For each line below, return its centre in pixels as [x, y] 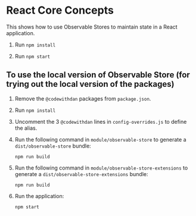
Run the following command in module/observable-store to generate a [100, 139]
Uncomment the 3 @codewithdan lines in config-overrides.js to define [101, 121]
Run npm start [32, 56]
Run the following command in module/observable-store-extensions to [101, 168]
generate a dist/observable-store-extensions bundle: [81, 174]
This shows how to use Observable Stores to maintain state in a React [92, 27]
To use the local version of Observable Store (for [98, 75]
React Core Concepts [60, 10]
